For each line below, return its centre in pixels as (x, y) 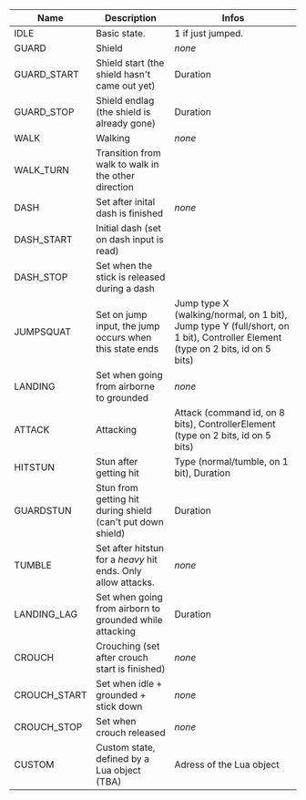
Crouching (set (127, 646)
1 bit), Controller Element (228, 338)
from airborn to (128, 608)
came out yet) (125, 86)
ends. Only (119, 571)
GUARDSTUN (43, 511)
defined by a (122, 759)
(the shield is (123, 112)
